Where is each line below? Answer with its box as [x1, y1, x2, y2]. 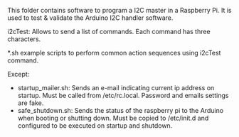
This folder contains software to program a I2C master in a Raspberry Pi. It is [7, 6, 232, 14]
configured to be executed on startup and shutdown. [17, 121, 173, 130]
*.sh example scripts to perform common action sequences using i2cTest [7, 49, 221, 57]
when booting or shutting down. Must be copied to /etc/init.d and [17, 114, 209, 122]
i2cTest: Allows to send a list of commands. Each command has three [7, 28, 211, 35]
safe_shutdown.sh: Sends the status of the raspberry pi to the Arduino [17, 106, 224, 114]
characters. [7, 35, 41, 43]
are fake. [17, 99, 44, 107]
